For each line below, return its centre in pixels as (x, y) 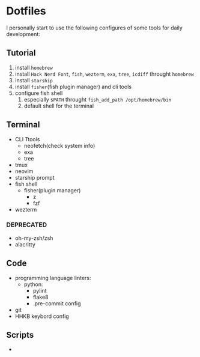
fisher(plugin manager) (52, 190)
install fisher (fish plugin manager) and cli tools (73, 87)
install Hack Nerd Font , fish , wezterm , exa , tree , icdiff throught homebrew (104, 74)
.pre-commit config (57, 303)
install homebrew (34, 67)
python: (33, 284)
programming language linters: (53, 278)
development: (23, 34)
